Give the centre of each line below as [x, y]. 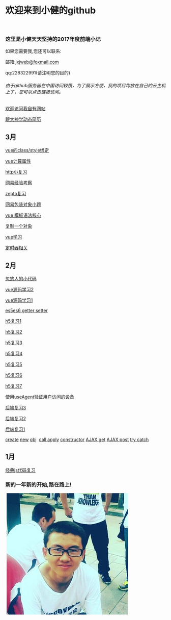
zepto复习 [16, 194]
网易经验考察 [19, 183]
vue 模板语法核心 [23, 215]
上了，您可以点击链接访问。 [34, 92]
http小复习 [16, 172]
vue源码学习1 [19, 300]
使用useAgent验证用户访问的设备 [40, 397]
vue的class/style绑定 [27, 150]
